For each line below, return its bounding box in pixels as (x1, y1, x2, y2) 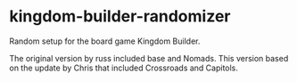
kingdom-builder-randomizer (9, 6, 231, 27)
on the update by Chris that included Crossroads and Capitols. (9, 62, 239, 73)
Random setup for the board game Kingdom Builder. (9, 36, 201, 46)
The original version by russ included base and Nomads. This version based (9, 53, 289, 63)
